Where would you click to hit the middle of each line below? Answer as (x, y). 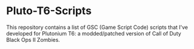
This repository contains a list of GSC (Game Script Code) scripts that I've (97, 27)
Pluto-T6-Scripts (49, 11)
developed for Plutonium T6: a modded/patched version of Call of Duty (94, 33)
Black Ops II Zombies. (33, 40)
